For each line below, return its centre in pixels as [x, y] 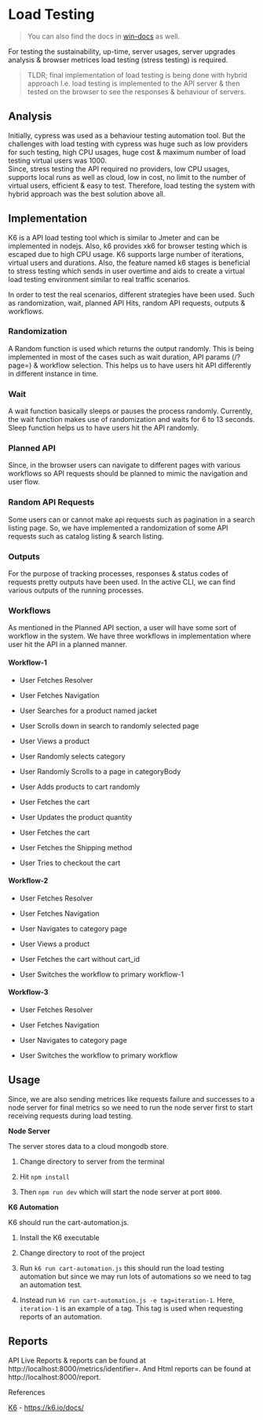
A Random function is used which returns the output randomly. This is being [131, 348]
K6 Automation [33, 1207]
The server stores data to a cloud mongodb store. [88, 1146]
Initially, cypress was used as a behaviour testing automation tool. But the [127, 135]
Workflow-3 [28, 993]
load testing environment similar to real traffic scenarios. [99, 279]
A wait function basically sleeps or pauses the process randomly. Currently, [130, 411]
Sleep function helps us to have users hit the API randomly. [104, 428]
